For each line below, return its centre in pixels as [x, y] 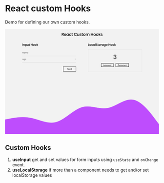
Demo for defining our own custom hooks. [48, 22]
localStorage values [32, 175]
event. [19, 164]
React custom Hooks [48, 9]
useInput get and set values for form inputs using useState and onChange [85, 160]
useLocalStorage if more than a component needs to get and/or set [80, 170]
